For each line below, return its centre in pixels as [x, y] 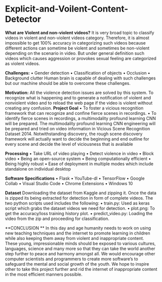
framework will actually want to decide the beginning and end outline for [77, 139]
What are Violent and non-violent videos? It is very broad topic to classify [80, 32]
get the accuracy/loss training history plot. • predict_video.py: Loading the [79, 213]
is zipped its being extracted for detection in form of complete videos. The [79, 198]
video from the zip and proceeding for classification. [57, 219]
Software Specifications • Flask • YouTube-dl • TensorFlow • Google [75, 178]
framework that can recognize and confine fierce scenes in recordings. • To [81, 113]
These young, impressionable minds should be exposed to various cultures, [81, 243]
